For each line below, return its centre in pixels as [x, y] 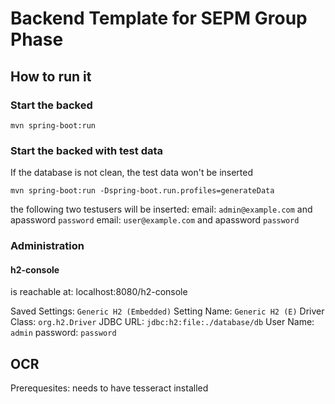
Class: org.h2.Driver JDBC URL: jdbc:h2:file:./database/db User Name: [162, 322]
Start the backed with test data [87, 150]
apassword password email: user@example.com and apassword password [155, 220]
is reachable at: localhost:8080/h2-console [99, 292]
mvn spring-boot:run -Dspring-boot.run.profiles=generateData [142, 191]
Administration [47, 246]
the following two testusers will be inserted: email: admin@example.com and [161, 209]
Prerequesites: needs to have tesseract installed [109, 388]
